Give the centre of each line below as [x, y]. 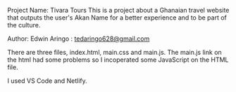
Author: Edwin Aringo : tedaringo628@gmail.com [79, 39]
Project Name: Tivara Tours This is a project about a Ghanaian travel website [118, 10]
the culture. [24, 25]
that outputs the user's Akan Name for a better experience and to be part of [117, 18]
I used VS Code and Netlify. [48, 81]
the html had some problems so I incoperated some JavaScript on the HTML [118, 60]
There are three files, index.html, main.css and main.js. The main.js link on [114, 52]
